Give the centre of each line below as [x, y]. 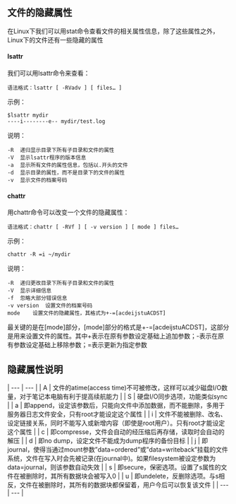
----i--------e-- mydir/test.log [56, 122]
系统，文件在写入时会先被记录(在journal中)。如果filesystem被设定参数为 [112, 459]
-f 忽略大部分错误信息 [37, 298]
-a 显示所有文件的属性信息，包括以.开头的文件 [68, 165]
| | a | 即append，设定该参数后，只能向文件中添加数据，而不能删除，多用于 [116, 406]
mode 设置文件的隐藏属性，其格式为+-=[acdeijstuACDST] [87, 313]
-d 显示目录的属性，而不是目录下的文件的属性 [66, 173]
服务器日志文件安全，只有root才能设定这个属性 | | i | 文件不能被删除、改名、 [117, 414]
